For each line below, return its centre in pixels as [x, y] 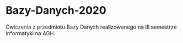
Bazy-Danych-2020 [56, 10]
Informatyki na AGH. [30, 33]
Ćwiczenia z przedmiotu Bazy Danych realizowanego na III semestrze [91, 27]
